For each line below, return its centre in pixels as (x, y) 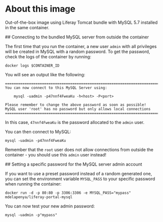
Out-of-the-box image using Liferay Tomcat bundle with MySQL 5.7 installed (81, 22)
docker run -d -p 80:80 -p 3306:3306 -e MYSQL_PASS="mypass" (68, 193)
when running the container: (33, 184)
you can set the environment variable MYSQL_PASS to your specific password (80, 179)
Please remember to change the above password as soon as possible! (76, 105)
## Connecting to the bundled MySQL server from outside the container (77, 37)
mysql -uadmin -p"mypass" (31, 215)
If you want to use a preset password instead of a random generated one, (79, 173)
